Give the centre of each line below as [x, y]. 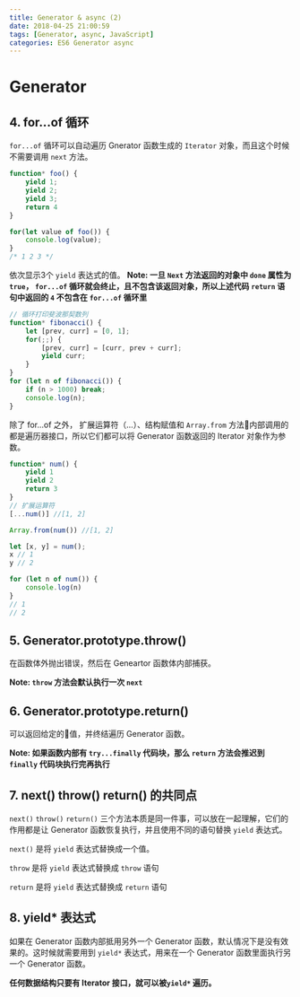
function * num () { [43, 464]
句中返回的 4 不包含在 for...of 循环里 [78, 297]
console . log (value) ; [64, 240]
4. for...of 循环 [49, 122]
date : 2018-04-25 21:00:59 [60, 26]
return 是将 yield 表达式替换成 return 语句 [88, 887]
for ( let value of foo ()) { [60, 232]
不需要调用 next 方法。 [51, 157]
